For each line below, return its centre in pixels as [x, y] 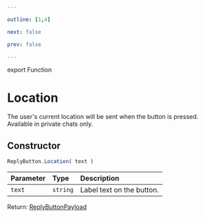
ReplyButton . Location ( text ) [51, 162]
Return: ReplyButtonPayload [47, 207]
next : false [24, 32]
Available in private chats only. [50, 124]
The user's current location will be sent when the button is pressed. [103, 117]
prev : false [24, 44]
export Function [30, 70]
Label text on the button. [120, 190]
